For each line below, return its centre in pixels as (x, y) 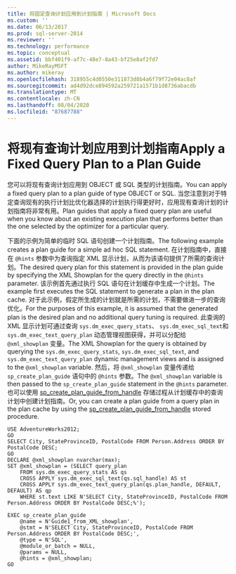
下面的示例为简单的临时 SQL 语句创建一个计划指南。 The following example (116, 240)
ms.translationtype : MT (42, 92)
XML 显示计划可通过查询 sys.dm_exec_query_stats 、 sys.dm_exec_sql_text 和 (118, 326)
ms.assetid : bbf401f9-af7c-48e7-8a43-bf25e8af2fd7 (83, 60)
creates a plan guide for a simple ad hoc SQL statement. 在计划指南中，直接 (117, 249)
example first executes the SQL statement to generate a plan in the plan (111, 291)
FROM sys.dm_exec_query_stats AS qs (74, 472)
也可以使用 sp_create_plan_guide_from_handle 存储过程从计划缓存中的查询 (115, 392)
